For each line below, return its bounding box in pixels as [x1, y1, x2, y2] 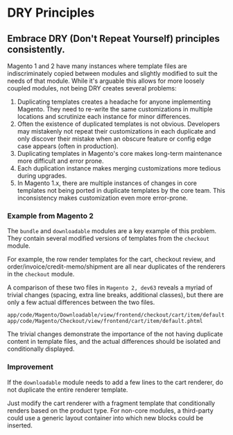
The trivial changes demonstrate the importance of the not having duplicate [7, 330, 223, 338]
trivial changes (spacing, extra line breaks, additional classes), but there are [7, 291, 224, 299]
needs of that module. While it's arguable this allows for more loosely [7, 77, 205, 85]
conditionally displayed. [7, 345, 75, 353]
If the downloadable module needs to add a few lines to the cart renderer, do [7, 378, 223, 386]
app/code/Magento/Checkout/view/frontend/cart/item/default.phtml [7, 318, 203, 325]
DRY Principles [7, 5, 95, 21]
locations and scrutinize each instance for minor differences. [17, 113, 191, 120]
